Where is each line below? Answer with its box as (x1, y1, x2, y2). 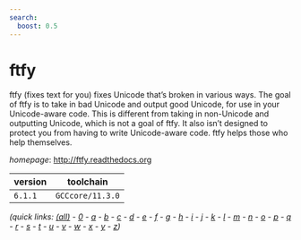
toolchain (66, 176, 109, 188)
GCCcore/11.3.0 (55, 191, 120, 201)
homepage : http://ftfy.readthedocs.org (9, 154, 152, 166)
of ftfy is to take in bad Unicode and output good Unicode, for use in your (9, 99, 280, 110)
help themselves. (9, 137, 73, 148)
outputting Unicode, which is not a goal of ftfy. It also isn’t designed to (9, 118, 269, 129)
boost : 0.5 (17, 21, 58, 30)
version (13, 176, 47, 188)
